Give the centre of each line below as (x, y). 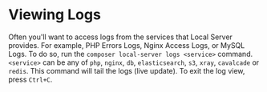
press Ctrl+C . (30, 79)
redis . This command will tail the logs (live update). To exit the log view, (127, 70)
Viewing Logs (55, 15)
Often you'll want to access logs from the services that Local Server (120, 37)
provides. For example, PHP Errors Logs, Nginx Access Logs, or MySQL (127, 45)
